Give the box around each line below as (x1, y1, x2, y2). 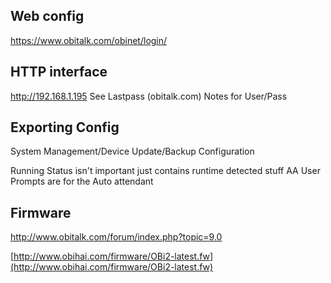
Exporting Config (10, 119, 120, 136)
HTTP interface (10, 64, 108, 81)
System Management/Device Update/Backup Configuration (10, 145, 255, 158)
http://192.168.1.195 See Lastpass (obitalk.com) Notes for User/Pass (10, 90, 288, 102)
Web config (10, 8, 85, 25)
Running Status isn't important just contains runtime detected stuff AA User (10, 165, 321, 177)
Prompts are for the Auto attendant (10, 175, 154, 188)
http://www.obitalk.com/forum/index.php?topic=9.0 (10, 231, 223, 243)
